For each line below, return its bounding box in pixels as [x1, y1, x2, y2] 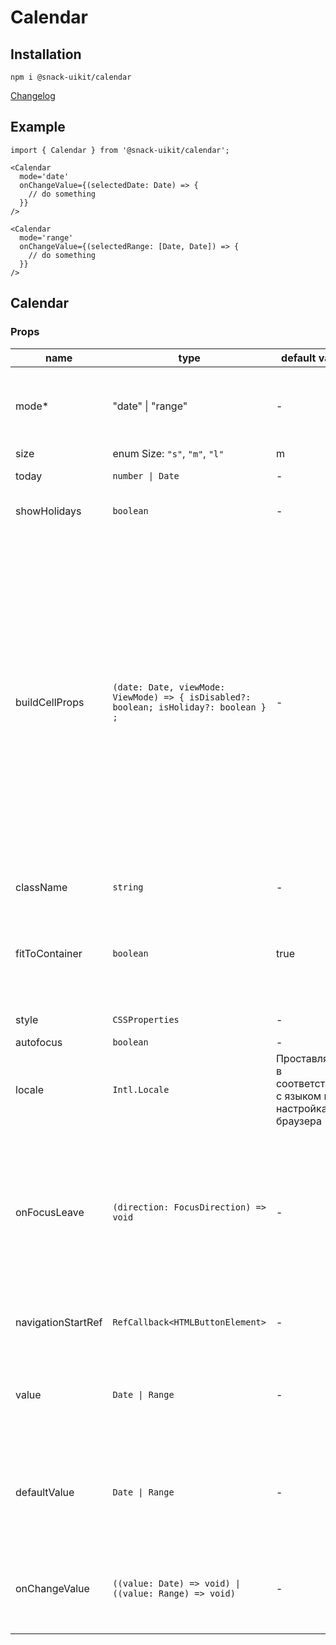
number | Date [112, 470, 180, 481]
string [112, 881, 144, 893]
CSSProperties [112, 1014, 180, 1025]
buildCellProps [15, 695, 85, 709]
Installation [10, 46, 82, 63]
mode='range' [19, 232, 74, 243]
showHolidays [15, 504, 82, 518]
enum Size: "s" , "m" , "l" [112, 446, 225, 460]
